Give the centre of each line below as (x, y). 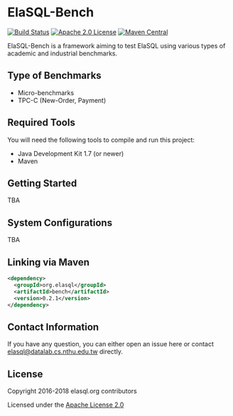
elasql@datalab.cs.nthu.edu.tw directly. (65, 351)
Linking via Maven (49, 262)
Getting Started (42, 183)
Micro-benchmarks (46, 92)
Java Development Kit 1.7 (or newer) (71, 153)
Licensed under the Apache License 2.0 (66, 405)
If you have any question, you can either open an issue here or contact (111, 344)
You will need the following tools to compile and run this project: (101, 140)
